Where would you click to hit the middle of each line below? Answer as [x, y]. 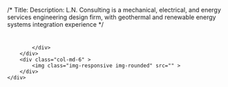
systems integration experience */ [56, 24]
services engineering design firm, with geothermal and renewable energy [112, 17]
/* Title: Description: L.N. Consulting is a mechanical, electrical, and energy [114, 10]
